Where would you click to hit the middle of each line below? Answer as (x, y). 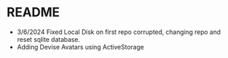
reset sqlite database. (49, 39)
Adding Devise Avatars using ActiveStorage (80, 47)
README (33, 12)
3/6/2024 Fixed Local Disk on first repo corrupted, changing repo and (119, 32)
